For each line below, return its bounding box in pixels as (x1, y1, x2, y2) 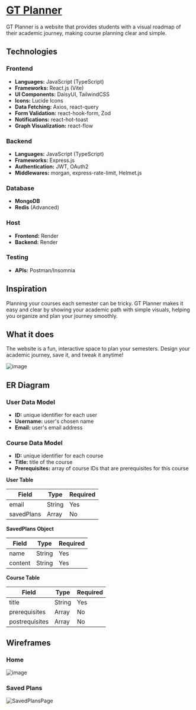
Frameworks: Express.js (14, 157, 75, 164)
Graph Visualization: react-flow (14, 122, 94, 129)
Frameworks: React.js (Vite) (14, 84, 84, 91)
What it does (6, 330, 54, 340)
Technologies (6, 47, 58, 57)
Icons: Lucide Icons (14, 97, 63, 104)
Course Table (6, 574, 40, 581)
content (9, 559, 31, 567)
